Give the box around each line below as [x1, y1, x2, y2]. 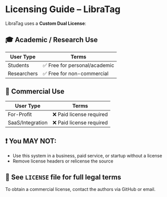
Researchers [8, 70, 38, 77]
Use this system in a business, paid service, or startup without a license [12, 153, 162, 159]
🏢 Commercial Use [5, 87, 65, 96]
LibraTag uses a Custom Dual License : [5, 20, 87, 26]
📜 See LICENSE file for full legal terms [5, 173, 121, 181]
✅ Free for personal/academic [43, 62, 115, 69]
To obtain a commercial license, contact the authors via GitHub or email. [5, 186, 156, 192]
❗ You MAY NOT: [5, 137, 57, 145]
